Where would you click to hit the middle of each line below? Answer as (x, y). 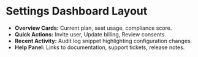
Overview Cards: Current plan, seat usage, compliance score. (93, 28)
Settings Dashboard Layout (77, 11)
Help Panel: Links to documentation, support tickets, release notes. (100, 47)
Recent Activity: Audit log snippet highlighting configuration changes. (103, 41)
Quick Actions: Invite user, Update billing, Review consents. (90, 34)
